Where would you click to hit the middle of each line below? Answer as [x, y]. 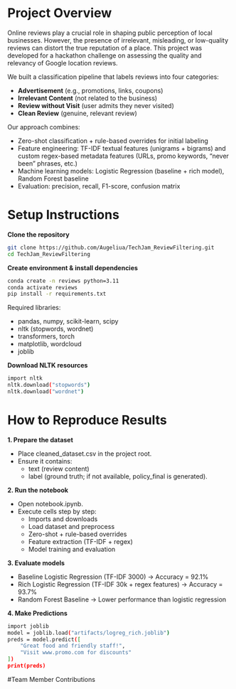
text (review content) [59, 469]
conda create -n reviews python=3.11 [63, 281]
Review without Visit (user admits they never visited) [96, 105]
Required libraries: [34, 308]
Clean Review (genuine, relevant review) [77, 113]
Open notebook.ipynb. [50, 503]
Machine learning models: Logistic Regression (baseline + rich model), [121, 171]
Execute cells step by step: [57, 511]
